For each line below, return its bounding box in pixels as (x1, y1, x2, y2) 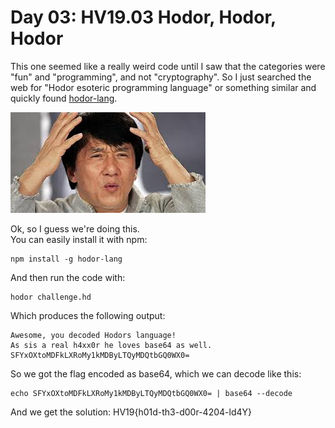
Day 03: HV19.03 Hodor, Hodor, (10, 6, 277, 29)
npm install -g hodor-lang (10, 254, 123, 264)
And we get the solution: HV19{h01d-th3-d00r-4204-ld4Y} (10, 406, 252, 418)
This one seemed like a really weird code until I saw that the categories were (10, 60, 326, 72)
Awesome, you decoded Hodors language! (10, 330, 177, 340)
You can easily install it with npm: (10, 233, 148, 245)
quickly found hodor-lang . (10, 92, 118, 104)
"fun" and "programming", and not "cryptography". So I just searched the (10, 71, 312, 83)
